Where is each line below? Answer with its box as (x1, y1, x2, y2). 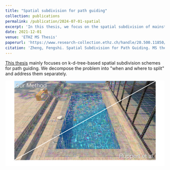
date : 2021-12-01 (5, 29, 42, 35)
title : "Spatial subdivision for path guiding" (5, 8, 108, 13)
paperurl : (5, 40, 26, 45)
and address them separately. (5, 71, 67, 77)
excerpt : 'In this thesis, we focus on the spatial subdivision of (5, 24, 151, 29)
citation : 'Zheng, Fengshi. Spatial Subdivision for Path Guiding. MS (5, 45, 157, 50)
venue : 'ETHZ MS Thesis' (5, 35, 58, 40)
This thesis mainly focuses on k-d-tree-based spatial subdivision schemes (5, 60, 161, 66)
